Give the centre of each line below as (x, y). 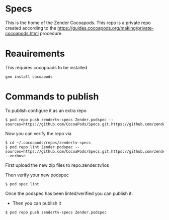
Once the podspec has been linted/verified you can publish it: (69, 193)
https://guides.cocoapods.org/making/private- (106, 28)
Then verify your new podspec (37, 175)
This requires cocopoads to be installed (46, 67)
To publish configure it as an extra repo (46, 111)
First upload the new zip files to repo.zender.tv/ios (57, 165)
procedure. (51, 33)
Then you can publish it (37, 203)
